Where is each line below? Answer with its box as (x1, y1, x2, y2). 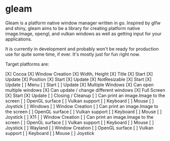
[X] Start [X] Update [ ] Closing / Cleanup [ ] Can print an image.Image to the (5, 92, 165, 98)
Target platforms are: (5, 61, 49, 67)
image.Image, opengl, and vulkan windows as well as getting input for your (5, 30, 162, 37)
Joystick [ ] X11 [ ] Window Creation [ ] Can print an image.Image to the (5, 114, 154, 120)
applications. (5, 36, 32, 42)
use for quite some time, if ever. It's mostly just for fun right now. (5, 51, 141, 57)
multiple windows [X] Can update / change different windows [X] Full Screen (5, 87, 165, 93)
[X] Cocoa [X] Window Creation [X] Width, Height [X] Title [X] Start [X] (5, 70, 153, 77)
